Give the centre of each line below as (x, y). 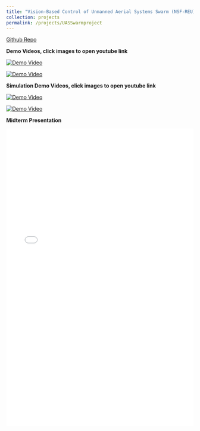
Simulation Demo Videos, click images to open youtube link (81, 86)
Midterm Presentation (34, 120)
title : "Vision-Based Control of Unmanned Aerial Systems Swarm (87, 12)
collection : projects (33, 17)
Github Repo (21, 40)
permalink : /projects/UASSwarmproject (54, 23)
